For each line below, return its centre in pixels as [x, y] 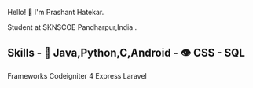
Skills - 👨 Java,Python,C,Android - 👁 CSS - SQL [126, 53]
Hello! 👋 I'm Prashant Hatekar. [56, 12]
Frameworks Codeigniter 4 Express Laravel [77, 75]
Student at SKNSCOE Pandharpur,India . [72, 27]
